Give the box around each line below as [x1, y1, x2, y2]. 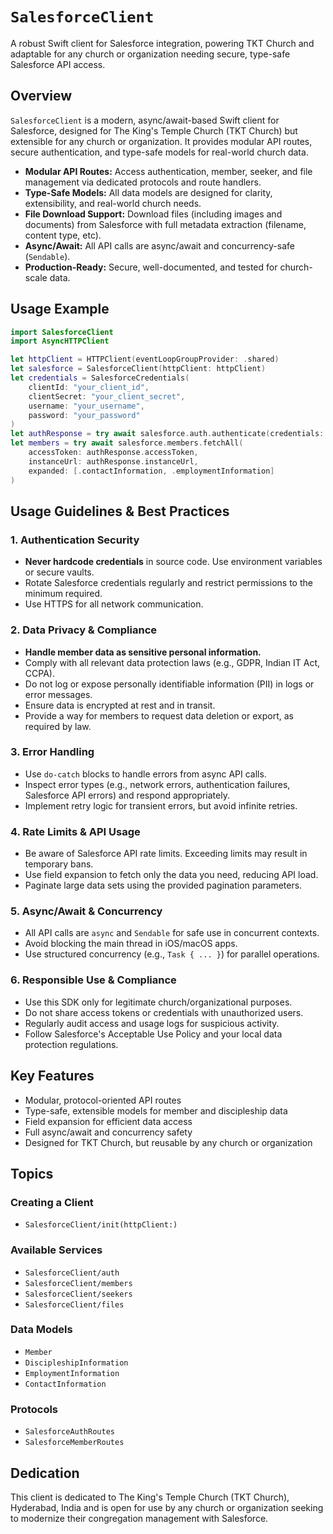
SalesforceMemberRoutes [24, 1438, 125, 1448]
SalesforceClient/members [24, 1278, 133, 1288]
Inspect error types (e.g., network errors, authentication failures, [24, 778, 291, 790]
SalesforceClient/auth [24, 1268, 120, 1278]
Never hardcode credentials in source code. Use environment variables [24, 556, 323, 568]
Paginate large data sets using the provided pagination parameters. [24, 879, 303, 892]
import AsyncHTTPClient [10, 336, 110, 347]
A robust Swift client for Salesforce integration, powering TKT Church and [10, 37, 315, 49]
